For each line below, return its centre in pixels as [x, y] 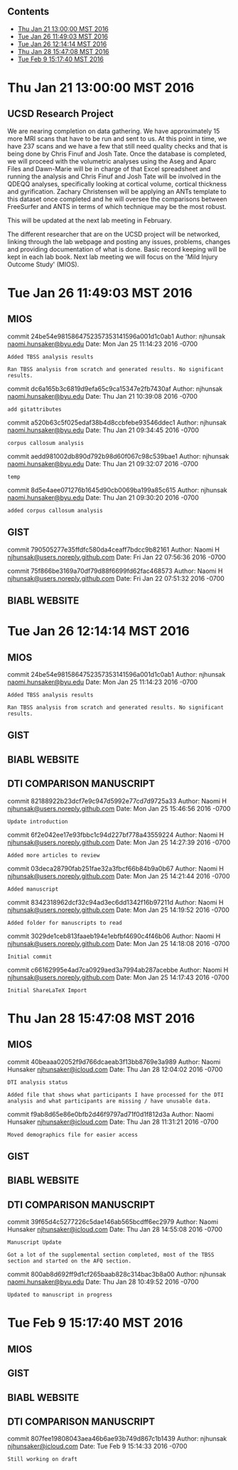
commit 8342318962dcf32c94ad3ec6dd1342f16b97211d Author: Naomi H [115, 902]
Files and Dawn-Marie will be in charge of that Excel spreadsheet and [109, 168]
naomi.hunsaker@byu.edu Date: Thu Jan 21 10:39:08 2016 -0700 [102, 396]
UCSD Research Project [60, 114]
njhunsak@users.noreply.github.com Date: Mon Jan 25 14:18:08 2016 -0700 [119, 943]
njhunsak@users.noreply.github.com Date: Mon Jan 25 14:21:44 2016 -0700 [119, 876]
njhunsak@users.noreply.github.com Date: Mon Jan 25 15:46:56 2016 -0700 [119, 808]
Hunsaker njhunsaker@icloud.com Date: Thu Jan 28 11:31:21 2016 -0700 [113, 1122]
